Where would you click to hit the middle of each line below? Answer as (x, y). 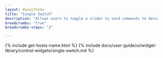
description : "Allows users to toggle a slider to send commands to (76, 18)
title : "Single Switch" (29, 14)
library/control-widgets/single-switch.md (46, 51)
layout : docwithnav (25, 9)
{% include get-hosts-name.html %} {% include (53, 45)
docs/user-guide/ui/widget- (129, 45)
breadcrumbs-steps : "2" (29, 28)
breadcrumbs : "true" (26, 23)
